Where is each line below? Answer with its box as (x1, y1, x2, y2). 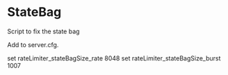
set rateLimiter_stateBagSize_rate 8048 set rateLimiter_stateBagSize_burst (7, 53, 221, 62)
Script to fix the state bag (7, 27, 80, 35)
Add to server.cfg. (7, 40, 59, 49)
